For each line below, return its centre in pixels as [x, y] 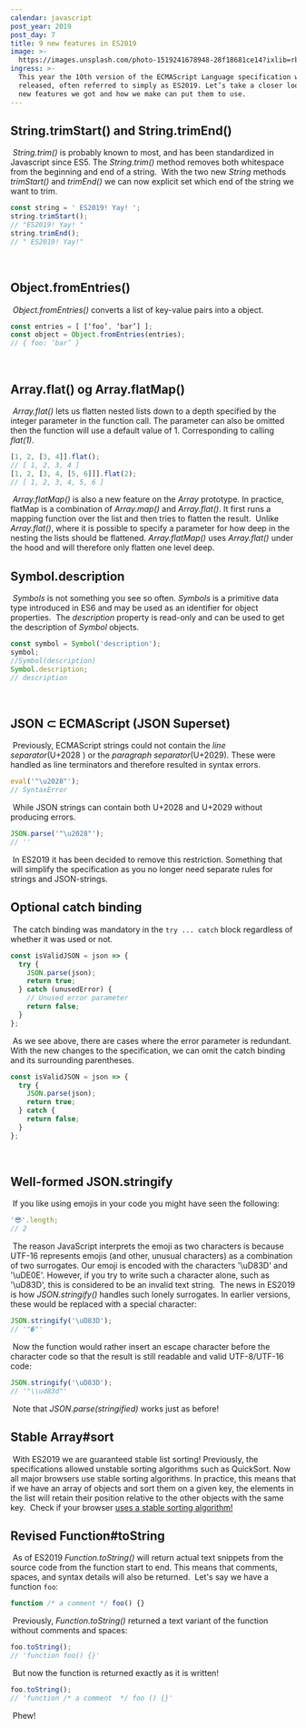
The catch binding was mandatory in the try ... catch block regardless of [153, 929]
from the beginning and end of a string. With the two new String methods [148, 172]
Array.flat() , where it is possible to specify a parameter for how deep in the [150, 528]
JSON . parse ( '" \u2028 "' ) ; [57, 834]
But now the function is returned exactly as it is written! [115, 1673]
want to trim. [34, 191]
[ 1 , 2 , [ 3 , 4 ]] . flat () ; [55, 457]
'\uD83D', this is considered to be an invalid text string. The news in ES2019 [153, 1285]
